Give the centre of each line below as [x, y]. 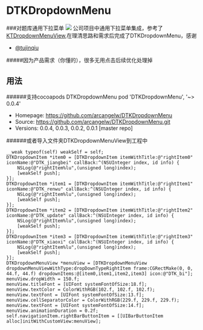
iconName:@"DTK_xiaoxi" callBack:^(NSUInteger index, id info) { [90, 242]
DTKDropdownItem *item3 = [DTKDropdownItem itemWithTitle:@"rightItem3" [100, 236]
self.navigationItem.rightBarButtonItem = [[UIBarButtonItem [85, 316]
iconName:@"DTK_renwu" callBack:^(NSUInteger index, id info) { [89, 189]
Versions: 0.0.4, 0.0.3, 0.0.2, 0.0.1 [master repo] [74, 128]
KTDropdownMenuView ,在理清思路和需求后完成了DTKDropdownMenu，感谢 [101, 35]
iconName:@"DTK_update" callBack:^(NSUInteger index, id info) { [90, 215]
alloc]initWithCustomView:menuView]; [54, 321]
